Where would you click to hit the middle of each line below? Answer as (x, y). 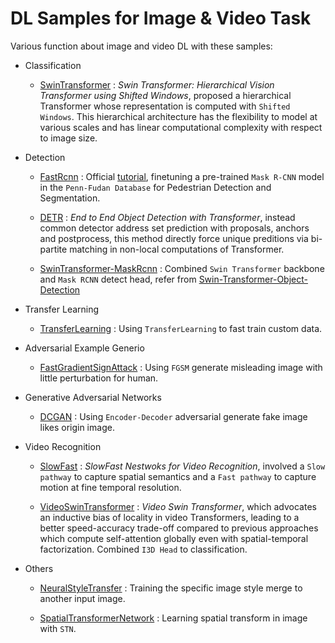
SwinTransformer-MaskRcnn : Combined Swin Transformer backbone (182, 268)
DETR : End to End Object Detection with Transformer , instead (167, 217)
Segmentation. (70, 198)
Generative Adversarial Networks (93, 397)
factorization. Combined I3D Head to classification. (143, 549)
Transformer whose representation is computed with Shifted (165, 106)
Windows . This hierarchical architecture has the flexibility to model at (178, 116)
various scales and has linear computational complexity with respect (181, 127)
